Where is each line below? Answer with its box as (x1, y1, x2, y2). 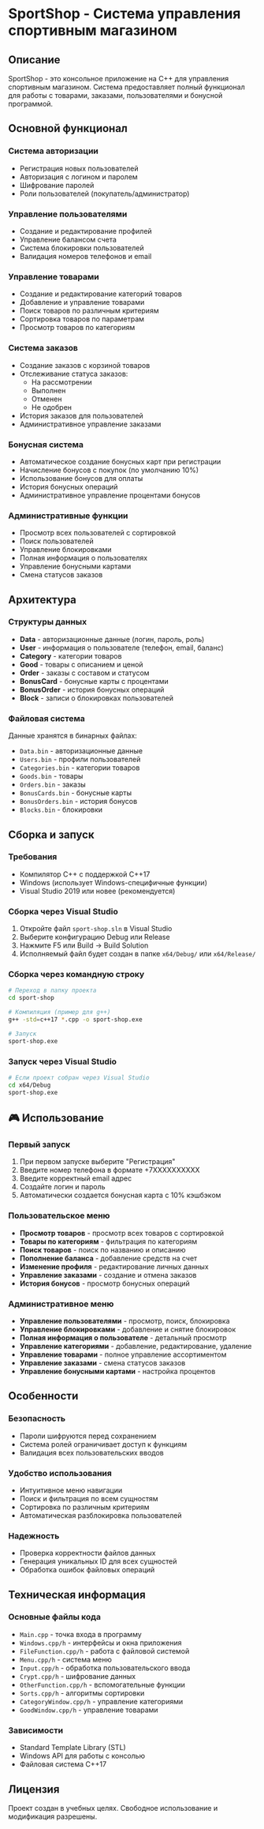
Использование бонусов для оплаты (19, 473, 143, 483)
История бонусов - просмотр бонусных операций (19, 1279, 191, 1288)
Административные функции (8, 510, 128, 521)
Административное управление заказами (19, 419, 162, 429)
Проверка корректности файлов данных (19, 1549, 156, 1558)
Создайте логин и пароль (19, 1182, 106, 1192)
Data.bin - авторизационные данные (19, 746, 143, 756)
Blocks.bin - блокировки (19, 805, 103, 814)
